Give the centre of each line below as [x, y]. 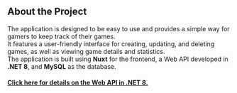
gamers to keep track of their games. [61, 36]
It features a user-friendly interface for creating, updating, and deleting [111, 44]
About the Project [47, 12]
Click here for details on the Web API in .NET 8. [78, 83]
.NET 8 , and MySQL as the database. [62, 66]
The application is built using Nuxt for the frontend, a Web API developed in [118, 59]
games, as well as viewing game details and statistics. [86, 51]
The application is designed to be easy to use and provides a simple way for [118, 28]
